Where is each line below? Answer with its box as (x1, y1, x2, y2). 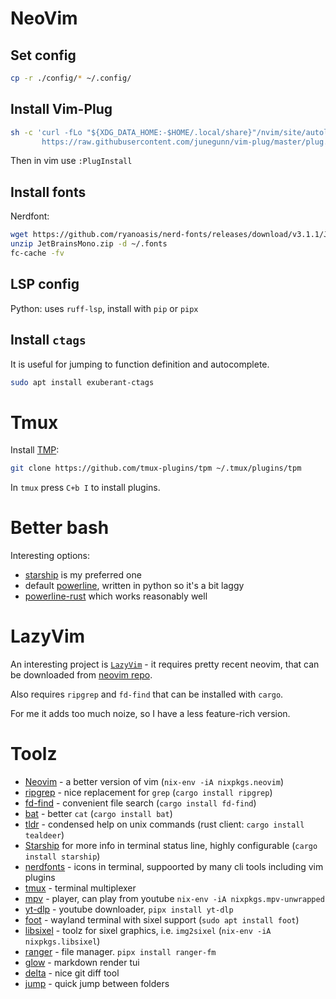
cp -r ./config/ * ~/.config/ (10, 73, 132, 83)
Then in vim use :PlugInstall (10, 155, 133, 167)
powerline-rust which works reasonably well (24, 590, 208, 602)
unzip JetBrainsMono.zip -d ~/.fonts (10, 239, 168, 249)
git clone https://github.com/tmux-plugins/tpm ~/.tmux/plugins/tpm (10, 463, 302, 474)
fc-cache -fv (10, 248, 65, 258)
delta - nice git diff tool (24, 967, 120, 979)
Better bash (10, 517, 110, 539)
